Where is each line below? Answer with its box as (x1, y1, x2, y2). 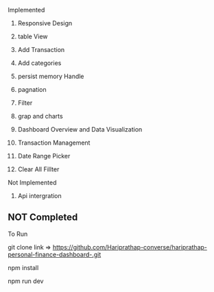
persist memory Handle (17, 72, 84, 80)
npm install (8, 263, 39, 271)
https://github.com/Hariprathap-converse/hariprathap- (52, 243, 208, 251)
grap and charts (17, 112, 64, 120)
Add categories (17, 59, 62, 67)
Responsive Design (17, 19, 73, 27)
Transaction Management (17, 138, 91, 147)
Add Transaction (17, 46, 65, 53)
